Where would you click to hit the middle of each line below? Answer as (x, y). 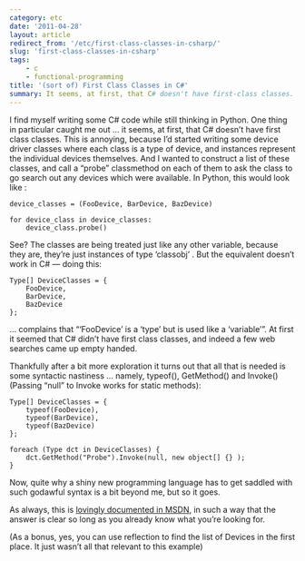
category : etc (36, 18)
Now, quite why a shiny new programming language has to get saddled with (151, 482)
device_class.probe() (66, 228)
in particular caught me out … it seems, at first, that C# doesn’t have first (145, 129)
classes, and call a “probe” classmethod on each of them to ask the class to (151, 168)
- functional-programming (75, 77)
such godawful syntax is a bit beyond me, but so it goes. (115, 492)
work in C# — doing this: (56, 263)
